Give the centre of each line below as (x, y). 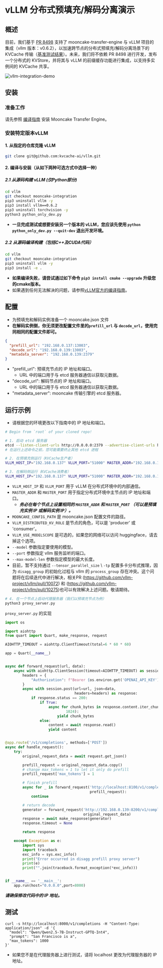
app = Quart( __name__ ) (28, 653)
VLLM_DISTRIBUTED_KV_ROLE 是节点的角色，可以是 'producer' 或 (74, 522)
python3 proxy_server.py (30, 603)
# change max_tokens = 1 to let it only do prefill (76, 770)
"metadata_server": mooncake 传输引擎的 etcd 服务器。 (68, 393)
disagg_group (31, 572)
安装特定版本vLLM (27, 133)
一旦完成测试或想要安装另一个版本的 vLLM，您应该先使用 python (76, 224)
